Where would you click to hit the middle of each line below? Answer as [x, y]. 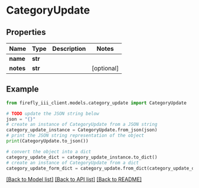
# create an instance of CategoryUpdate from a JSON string [82, 125]
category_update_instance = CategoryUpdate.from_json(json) [82, 130]
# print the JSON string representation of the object [75, 136]
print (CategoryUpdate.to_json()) [47, 141]
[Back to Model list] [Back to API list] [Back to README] [74, 179]
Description [69, 49]
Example [23, 89]
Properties [26, 32]
